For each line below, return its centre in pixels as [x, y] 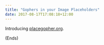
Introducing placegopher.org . [35, 28]
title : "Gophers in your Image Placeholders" [52, 10]
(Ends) [12, 38]
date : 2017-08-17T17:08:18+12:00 [39, 14]
